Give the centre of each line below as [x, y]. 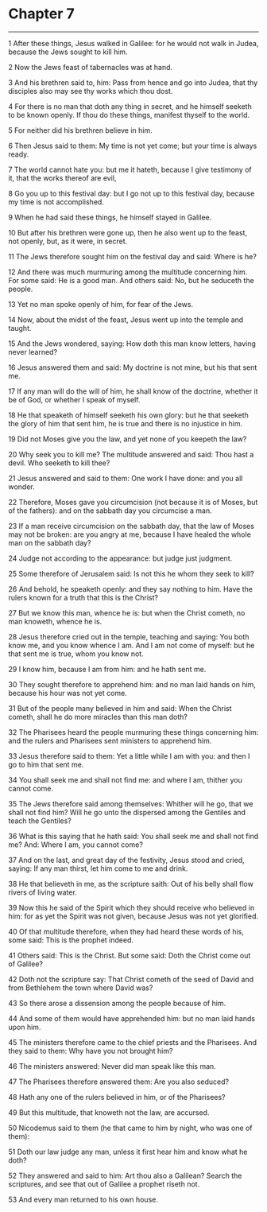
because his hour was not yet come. [68, 693]
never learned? [33, 352]
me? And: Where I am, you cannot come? [75, 845]
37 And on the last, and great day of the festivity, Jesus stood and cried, [126, 860]
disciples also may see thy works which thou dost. [91, 91]
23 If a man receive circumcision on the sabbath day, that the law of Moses [131, 526]
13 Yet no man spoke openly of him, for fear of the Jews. [101, 304]
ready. [19, 154]
